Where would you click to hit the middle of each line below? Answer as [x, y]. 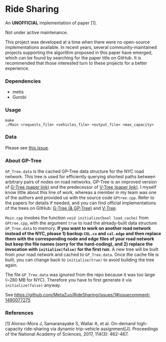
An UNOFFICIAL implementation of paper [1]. [51, 23]
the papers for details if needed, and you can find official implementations [81, 203]
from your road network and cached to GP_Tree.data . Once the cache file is [82, 255]
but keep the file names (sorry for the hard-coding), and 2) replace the [79, 244]
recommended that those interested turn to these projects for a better [76, 63]
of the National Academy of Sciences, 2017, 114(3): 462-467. [67, 334]
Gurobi [19, 97]
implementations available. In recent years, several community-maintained [81, 47]
